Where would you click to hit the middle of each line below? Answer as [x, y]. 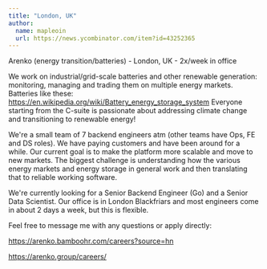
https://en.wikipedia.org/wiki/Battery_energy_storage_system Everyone [125, 102]
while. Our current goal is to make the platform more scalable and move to [131, 152]
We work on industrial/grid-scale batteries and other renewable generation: [133, 76]
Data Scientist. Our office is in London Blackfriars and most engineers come [133, 202]
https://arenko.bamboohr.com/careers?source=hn [91, 241]
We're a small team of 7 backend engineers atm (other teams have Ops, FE [132, 135]
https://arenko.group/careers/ [57, 257]
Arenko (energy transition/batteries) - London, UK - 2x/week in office [123, 61]
